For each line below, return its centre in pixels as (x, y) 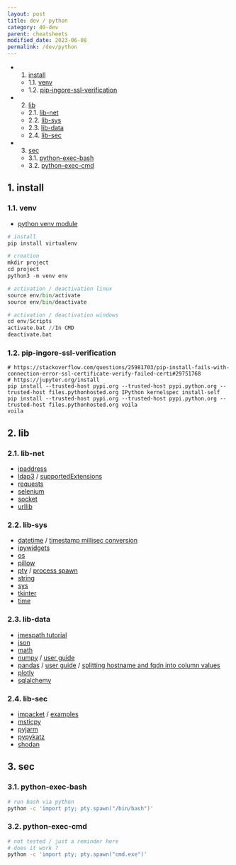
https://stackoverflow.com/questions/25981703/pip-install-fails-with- (122, 368)
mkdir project (28, 263)
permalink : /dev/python (43, 47)
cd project (23, 270)
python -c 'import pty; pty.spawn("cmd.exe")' (77, 854)
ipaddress (32, 469)
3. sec (21, 766)
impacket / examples (48, 714)
